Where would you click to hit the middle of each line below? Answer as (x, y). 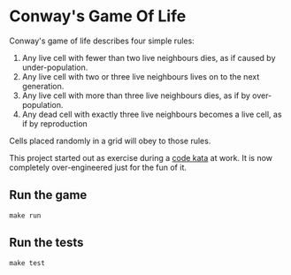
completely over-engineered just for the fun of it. (98, 167)
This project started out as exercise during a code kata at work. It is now (141, 157)
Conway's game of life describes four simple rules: (102, 41)
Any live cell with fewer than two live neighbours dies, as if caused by (149, 57)
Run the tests (46, 243)
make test (27, 263)
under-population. (55, 67)
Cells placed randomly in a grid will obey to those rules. (110, 141)
